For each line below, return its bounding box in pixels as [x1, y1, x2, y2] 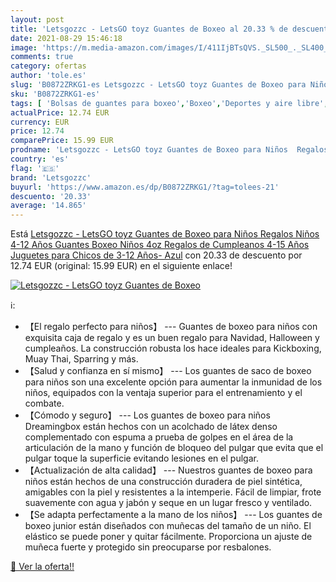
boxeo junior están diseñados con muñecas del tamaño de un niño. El [24, 520, 312, 532]
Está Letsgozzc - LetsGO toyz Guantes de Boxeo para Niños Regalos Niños [10, 228, 320, 240]
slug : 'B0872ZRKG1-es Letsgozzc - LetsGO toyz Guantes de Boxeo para [10, 80, 307, 90]
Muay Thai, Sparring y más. [24, 353, 139, 365]
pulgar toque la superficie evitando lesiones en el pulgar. [24, 452, 259, 465]
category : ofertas [10, 61, 87, 71]
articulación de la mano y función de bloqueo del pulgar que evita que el [24, 442, 324, 454]
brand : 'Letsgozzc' [10, 172, 92, 183]
